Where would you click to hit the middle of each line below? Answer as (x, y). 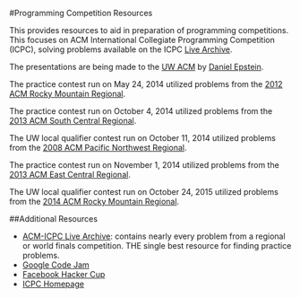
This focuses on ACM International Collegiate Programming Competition (142, 40)
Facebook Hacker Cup (64, 274)
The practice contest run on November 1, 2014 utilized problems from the (144, 165)
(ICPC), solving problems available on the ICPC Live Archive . (121, 49)
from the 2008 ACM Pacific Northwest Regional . (98, 148)
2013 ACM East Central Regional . (70, 175)
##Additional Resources (54, 219)
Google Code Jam (56, 265)
